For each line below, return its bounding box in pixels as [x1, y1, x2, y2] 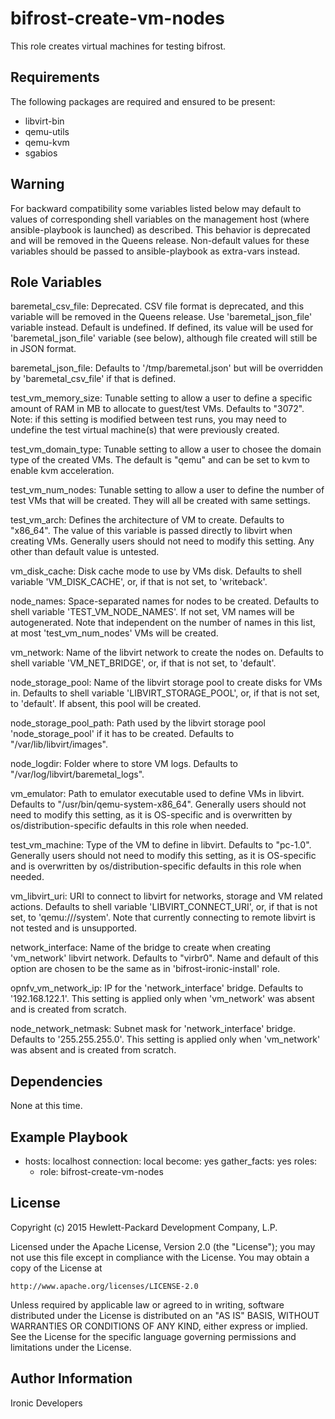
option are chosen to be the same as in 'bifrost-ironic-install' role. [10, 963, 281, 975]
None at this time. [10, 1100, 83, 1112]
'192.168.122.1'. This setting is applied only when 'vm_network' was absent [10, 993, 315, 1005]
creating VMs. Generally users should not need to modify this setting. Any [10, 535, 315, 547]
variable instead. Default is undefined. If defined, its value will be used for [10, 322, 314, 334]
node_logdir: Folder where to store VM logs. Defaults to [10, 758, 238, 770]
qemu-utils [24, 125, 70, 137]
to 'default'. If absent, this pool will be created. [10, 698, 202, 710]
